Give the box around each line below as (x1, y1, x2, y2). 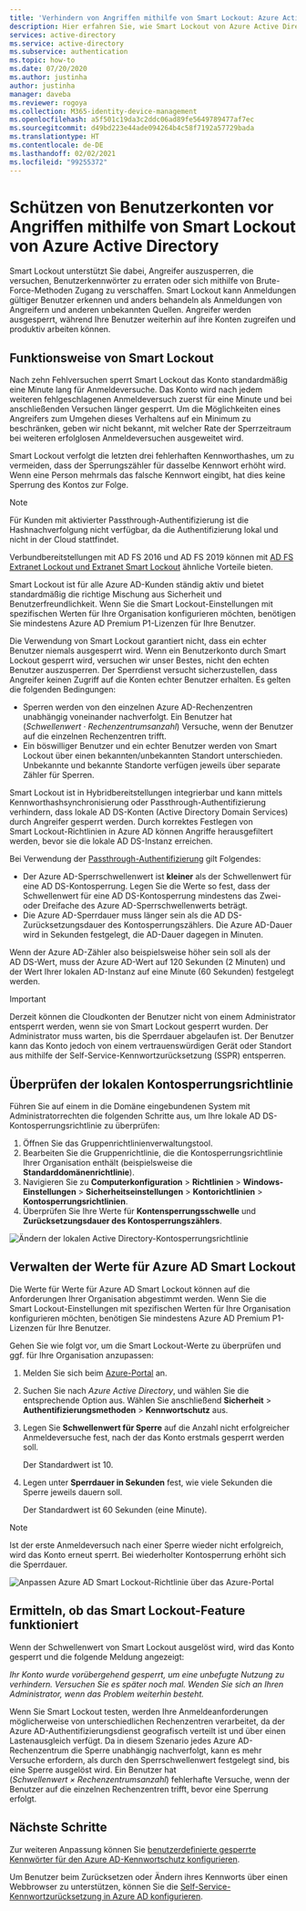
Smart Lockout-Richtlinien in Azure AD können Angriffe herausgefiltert (9, 826, 273, 837)
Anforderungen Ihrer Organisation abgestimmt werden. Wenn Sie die (9, 1293, 267, 1304)
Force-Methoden (9, 285, 73, 296)
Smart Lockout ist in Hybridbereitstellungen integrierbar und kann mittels (9, 787, 283, 798)
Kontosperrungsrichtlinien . (22, 1196, 128, 1207)
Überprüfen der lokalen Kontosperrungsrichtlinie (9, 1076, 294, 1092)
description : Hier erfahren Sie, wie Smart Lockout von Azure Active (9, 22, 280, 31)
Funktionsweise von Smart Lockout (9, 350, 214, 366)
